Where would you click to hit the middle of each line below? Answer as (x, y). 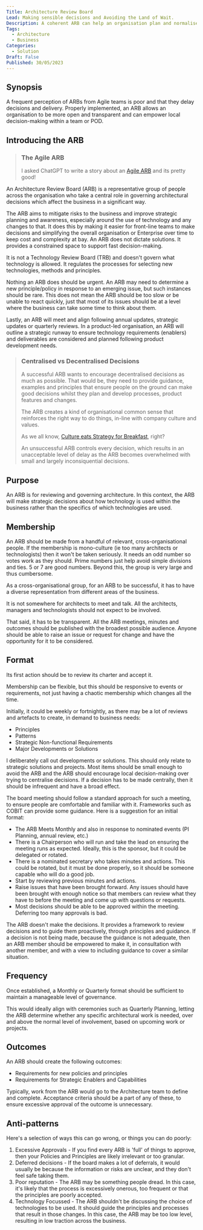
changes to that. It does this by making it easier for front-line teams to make (101, 226)
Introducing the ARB (45, 140)
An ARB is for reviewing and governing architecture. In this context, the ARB (101, 495)
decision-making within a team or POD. (55, 121)
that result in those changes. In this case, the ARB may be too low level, (104, 1214)
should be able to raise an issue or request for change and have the (90, 634)
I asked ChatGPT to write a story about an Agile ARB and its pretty (103, 171)
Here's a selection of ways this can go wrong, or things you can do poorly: (99, 1138)
